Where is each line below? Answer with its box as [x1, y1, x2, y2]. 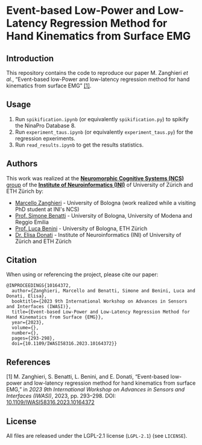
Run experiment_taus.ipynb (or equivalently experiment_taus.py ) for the [14, 128, 194, 136]
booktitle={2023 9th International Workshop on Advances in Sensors [11, 298, 188, 305]
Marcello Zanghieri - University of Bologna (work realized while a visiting [14, 199, 196, 206]
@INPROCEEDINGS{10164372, [6, 283, 71, 289]
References [6, 357, 51, 367]
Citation [6, 255, 37, 265]
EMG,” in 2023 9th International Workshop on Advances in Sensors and [6, 386, 185, 393]
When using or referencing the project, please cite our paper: [6, 271, 159, 278]
